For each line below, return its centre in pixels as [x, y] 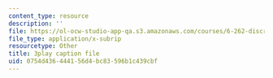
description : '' [36, 24]
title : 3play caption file [54, 54]
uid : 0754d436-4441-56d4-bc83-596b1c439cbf [83, 62]
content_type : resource [49, 16]
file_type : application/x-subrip [65, 39]
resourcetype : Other [43, 46]
